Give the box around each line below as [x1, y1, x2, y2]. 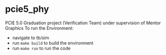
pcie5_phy [5, 3, 49, 15]
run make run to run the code [12, 45, 71, 51]
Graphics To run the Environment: [5, 25, 74, 31]
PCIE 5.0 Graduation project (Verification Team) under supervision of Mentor [5, 20, 161, 26]
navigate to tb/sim [12, 35, 49, 41]
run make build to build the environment [12, 40, 94, 46]
